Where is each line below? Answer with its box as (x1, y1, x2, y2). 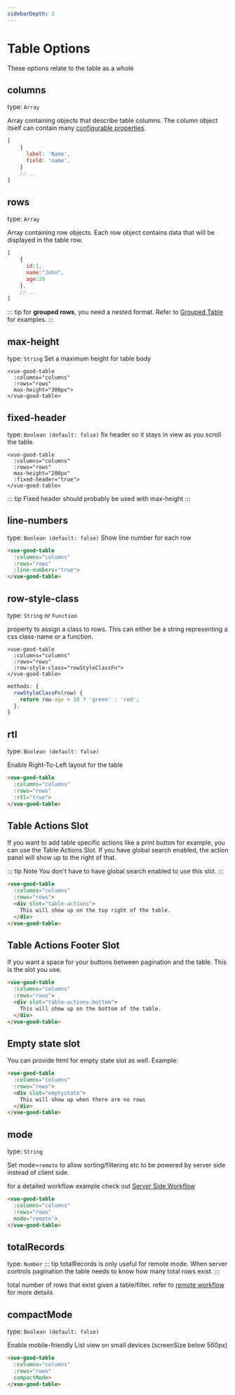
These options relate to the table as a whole (7, 64, 134, 72)
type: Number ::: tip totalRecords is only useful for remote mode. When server (7, 1259, 228, 1269)
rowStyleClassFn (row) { (13, 689, 83, 696)
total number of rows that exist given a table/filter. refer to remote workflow (7, 1280, 224, 1290)
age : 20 (25, 275, 46, 283)
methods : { (7, 682, 39, 689)
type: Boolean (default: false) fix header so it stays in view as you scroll (7, 430, 222, 439)
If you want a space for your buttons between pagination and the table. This (7, 958, 227, 966)
